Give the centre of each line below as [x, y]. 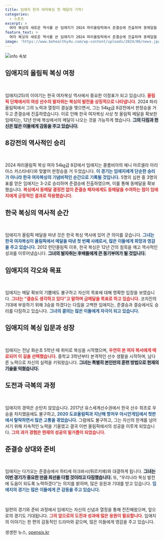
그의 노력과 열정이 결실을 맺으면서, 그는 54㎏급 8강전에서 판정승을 [89, 107]
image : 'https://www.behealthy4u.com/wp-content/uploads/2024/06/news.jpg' [84, 42]
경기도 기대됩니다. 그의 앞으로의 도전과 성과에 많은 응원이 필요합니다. [79, 516]
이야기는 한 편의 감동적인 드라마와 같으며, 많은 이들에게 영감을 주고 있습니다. [82, 522]
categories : [17, 14]
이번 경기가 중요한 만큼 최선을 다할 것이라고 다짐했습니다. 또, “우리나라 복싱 [76, 477]
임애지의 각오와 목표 [33, 270]
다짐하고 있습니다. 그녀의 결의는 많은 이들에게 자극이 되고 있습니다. [77, 311]
